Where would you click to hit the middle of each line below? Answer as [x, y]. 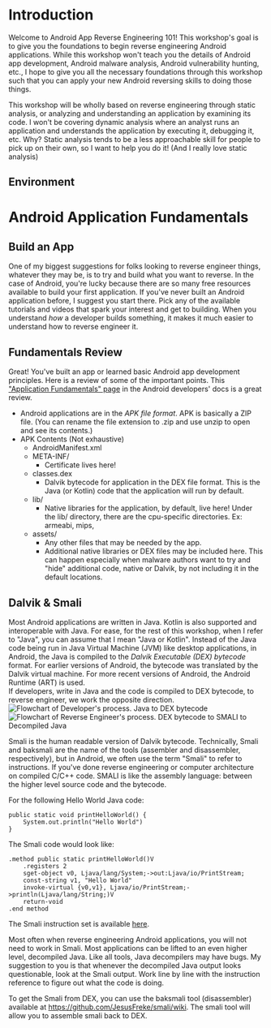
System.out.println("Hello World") [83, 822]
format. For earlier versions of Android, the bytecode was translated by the [133, 665]
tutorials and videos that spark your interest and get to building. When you [133, 309]
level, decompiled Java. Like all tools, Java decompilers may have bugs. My [135, 957]
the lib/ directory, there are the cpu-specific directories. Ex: [143, 517]
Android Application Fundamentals [129, 217]
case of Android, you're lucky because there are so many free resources [130, 284]
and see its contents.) [56, 431]
